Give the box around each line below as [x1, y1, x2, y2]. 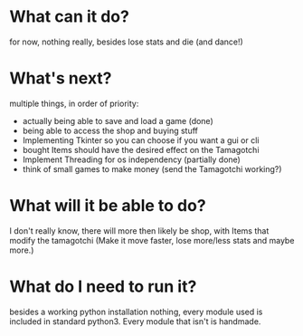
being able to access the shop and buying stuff [22, 125, 199, 136]
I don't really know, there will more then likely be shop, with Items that [9, 225, 270, 236]
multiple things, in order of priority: [9, 98, 139, 109]
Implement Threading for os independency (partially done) [22, 154, 241, 165]
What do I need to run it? [9, 276, 197, 296]
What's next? [9, 68, 112, 89]
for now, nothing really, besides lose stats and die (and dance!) [9, 36, 244, 47]
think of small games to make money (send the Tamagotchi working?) [22, 163, 282, 174]
